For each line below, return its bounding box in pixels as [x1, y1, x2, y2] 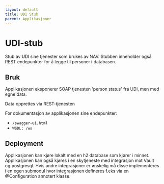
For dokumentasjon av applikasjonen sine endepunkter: [5, 110, 117, 116]
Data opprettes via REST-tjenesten [5, 101, 75, 107]
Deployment [5, 139, 44, 148]
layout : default [5, 7, 38, 12]
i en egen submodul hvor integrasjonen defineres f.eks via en [5, 168, 129, 174]
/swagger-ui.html [12, 121, 48, 126]
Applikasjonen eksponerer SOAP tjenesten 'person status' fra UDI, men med [5, 86, 160, 92]
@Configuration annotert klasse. [5, 173, 71, 179]
